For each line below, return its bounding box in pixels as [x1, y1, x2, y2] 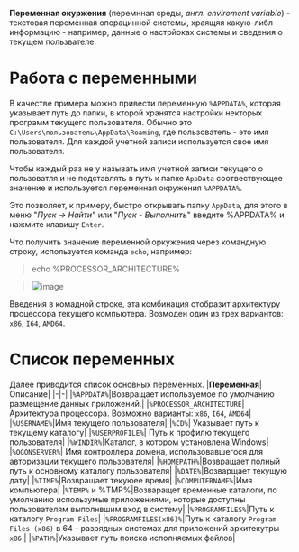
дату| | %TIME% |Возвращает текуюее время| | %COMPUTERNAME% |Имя [9, 474, 253, 485]
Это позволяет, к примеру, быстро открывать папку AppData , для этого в [9, 199, 288, 210]
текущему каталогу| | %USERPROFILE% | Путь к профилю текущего [9, 427, 250, 437]
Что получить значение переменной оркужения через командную [9, 236, 267, 247]
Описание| [9, 388, 51, 400]
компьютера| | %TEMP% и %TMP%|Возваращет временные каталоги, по [9, 484, 277, 495]
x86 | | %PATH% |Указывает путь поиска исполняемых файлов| [9, 532, 236, 543]
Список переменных [9, 349, 176, 370]
